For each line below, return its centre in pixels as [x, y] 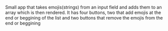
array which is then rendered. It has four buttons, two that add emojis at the [83, 12]
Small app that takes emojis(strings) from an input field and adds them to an [83, 7]
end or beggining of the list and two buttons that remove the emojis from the [84, 18]
